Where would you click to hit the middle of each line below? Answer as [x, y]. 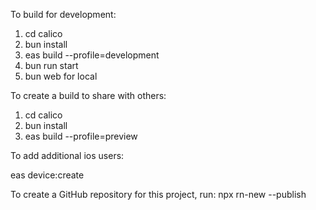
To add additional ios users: [67, 155]
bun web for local [61, 76]
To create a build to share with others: [88, 95]
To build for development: [63, 14]
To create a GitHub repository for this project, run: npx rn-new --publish [158, 194]
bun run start [51, 65]
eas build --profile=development [92, 55]
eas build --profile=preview [81, 136]
